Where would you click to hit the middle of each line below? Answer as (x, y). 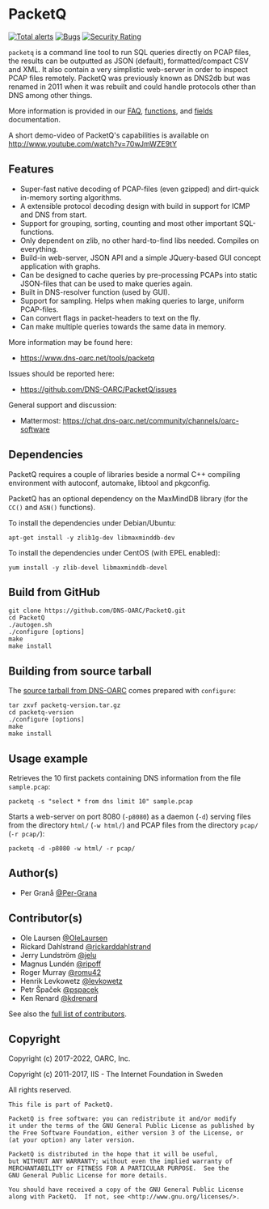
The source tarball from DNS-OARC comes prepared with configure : (122, 691)
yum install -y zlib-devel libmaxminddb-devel (88, 568)
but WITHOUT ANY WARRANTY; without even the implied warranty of (120, 1162)
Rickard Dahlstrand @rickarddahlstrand (86, 946)
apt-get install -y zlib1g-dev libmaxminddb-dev (92, 538)
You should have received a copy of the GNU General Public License (126, 1190)
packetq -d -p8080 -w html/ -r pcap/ (72, 849)
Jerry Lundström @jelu (58, 955)
